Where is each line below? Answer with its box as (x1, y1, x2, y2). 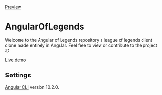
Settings (5, 71, 32, 79)
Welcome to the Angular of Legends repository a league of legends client (5, 37, 153, 43)
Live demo (5, 57, 26, 63)
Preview (5, 4, 21, 10)
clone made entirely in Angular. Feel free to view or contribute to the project (5, 42, 157, 48)
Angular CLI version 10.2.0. (5, 84, 60, 90)
